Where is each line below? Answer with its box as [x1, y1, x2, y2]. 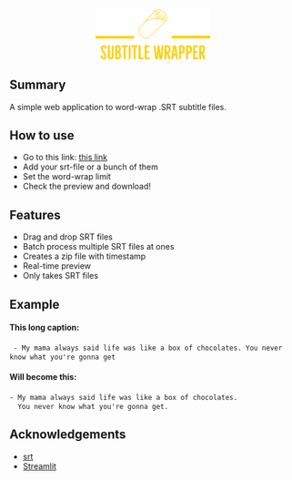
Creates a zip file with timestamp [22, 250, 146, 262]
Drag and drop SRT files [22, 231, 114, 242]
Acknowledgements [9, 427, 126, 443]
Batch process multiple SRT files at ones [22, 241, 175, 252]
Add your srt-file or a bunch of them [22, 161, 159, 172]
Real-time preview [22, 260, 92, 271]
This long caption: [9, 322, 80, 333]
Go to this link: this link [22, 152, 107, 163]
